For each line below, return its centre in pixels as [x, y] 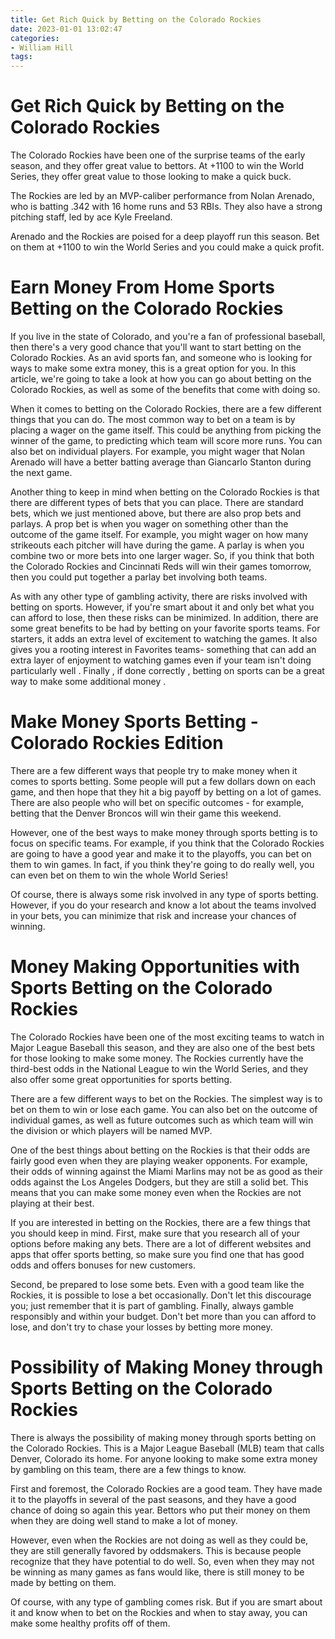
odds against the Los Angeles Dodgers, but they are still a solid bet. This [159, 1182]
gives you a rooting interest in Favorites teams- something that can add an [163, 649]
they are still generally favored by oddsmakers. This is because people [156, 1550]
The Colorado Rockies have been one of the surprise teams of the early [158, 155]
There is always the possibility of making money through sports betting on [163, 1437]
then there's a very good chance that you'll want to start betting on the [156, 347]
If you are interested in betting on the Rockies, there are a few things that [160, 1222]
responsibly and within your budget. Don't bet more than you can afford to [163, 1316]
